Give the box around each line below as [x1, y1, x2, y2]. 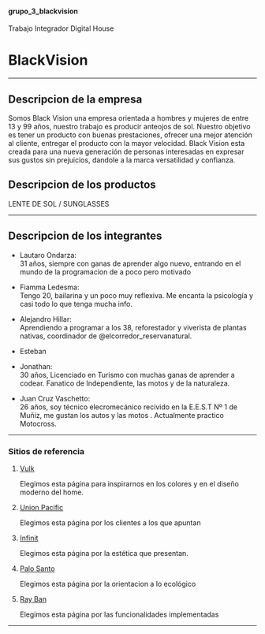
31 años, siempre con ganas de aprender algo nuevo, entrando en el [19, 259, 241, 268]
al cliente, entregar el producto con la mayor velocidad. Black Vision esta [8, 138, 245, 147]
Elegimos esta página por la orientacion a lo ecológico [19, 579, 196, 588]
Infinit [19, 533, 39, 543]
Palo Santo [19, 564, 55, 573]
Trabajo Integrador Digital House [8, 24, 114, 33]
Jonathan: [19, 361, 53, 371]
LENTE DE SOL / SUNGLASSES [8, 199, 110, 208]
